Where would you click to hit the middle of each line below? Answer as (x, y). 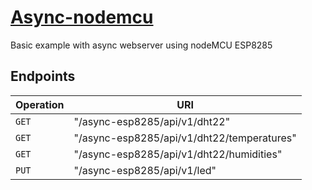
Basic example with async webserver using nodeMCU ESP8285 (141, 45)
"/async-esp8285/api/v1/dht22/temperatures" (185, 138)
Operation (40, 104)
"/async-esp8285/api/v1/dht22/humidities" (178, 154)
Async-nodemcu (82, 17)
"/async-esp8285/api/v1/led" (145, 170)
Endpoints (43, 76)
